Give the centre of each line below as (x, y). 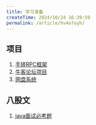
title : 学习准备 (25, 12)
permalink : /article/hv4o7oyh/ (46, 23)
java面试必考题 (34, 116)
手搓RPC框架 (31, 64)
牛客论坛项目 (31, 72)
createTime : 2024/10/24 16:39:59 (48, 17)
